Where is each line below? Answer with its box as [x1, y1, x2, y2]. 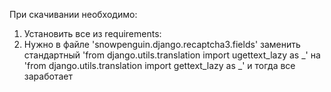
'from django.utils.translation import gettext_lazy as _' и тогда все [23, 60, 296, 71]
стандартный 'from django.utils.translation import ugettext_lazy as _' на [23, 49, 321, 61]
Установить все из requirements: [23, 28, 162, 39]
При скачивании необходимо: [9, 9, 138, 20]
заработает [23, 70, 73, 82]
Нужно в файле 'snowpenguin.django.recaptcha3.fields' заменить [23, 39, 301, 50]
